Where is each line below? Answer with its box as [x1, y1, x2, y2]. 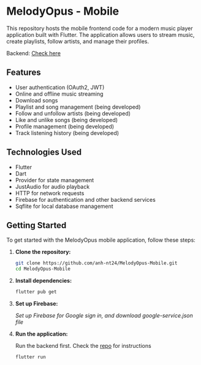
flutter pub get [15, 289, 57, 295]
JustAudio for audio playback [15, 183, 90, 190]
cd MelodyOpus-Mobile [15, 266, 70, 272]
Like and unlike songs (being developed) [15, 116, 118, 123]
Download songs [15, 96, 58, 104]
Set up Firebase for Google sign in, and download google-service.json [15, 312, 193, 319]
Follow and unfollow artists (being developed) [15, 109, 131, 117]
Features [6, 67, 41, 78]
